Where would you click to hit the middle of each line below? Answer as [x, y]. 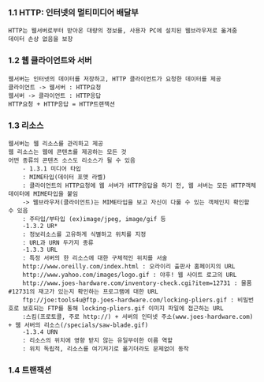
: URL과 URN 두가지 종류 [58, 242]
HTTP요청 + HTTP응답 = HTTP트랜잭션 [62, 104]
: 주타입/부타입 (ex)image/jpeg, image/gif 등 [94, 219]
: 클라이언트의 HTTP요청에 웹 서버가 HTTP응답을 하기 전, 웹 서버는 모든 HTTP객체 [139, 185]
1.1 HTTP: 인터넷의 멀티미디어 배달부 [74, 12]
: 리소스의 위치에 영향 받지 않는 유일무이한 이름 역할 [98, 340]
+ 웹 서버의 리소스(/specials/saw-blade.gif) [78, 325]
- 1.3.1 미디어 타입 [52, 169]
